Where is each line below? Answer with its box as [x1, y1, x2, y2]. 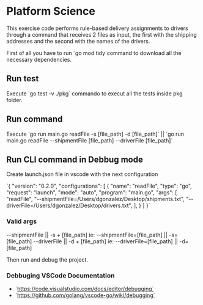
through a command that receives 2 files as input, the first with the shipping [6, 31, 197, 38]
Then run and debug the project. [6, 255, 89, 263]
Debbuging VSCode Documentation [6, 271, 115, 279]
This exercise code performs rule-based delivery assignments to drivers [6, 24, 188, 32]
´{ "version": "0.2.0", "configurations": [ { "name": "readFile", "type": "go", [6, 182, 193, 190]
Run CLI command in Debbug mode [6, 154, 144, 164]
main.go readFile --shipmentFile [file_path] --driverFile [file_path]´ [6, 136, 173, 144]
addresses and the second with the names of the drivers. [6, 37, 150, 45]
